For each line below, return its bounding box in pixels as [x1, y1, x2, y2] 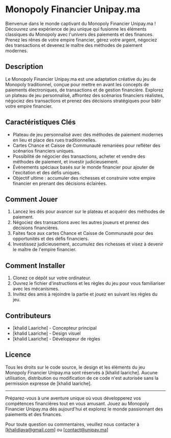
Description [5, 62, 43, 71]
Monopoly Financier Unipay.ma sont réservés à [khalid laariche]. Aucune [5, 369, 158, 376]
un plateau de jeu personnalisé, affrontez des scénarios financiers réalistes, [5, 92, 164, 98]
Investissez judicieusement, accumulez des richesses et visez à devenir [12, 241, 164, 247]
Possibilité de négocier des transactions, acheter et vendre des [12, 153, 146, 159]
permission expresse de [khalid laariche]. [5, 380, 92, 386]
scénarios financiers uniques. [12, 148, 75, 154]
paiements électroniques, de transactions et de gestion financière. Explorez [5, 87, 164, 93]
